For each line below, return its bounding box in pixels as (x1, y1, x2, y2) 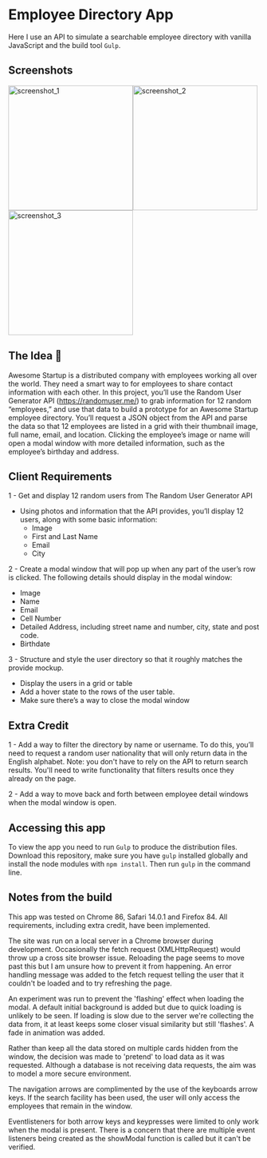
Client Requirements (8, 470, 112, 483)
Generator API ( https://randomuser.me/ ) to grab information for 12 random (8, 395, 252, 405)
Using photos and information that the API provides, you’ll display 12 (19, 506, 245, 516)
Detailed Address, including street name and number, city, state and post (19, 622, 260, 632)
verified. (8, 1142, 36, 1152)
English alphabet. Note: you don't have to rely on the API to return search (8, 757, 249, 767)
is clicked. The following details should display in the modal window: (8, 573, 233, 582)
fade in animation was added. (8, 1028, 105, 1037)
